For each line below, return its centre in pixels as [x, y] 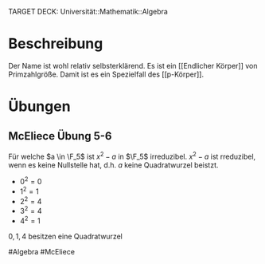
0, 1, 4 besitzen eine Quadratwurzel [66, 236]
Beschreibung [56, 44]
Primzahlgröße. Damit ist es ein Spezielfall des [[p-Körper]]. [106, 74]
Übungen [39, 106]
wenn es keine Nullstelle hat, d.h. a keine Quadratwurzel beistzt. [113, 165]
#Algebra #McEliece [42, 251]
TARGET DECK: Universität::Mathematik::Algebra [88, 12]
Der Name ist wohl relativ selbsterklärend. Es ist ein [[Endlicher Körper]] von [133, 65]
